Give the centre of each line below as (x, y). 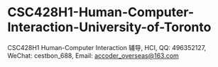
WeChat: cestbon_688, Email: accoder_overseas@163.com (93, 55)
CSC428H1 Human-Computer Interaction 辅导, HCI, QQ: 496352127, (107, 47)
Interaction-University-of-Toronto (109, 27)
